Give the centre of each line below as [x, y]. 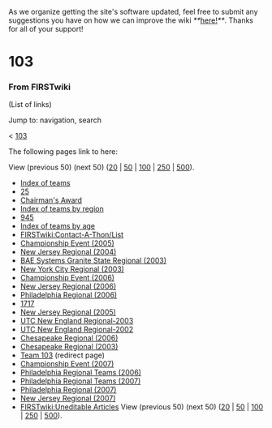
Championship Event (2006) [67, 278]
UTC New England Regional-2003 [77, 321]
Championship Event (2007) [67, 364]
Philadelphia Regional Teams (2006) [81, 373]
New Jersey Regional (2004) [68, 252]
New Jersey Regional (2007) [68, 398]
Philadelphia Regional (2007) [68, 390]
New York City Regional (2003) [72, 269]
